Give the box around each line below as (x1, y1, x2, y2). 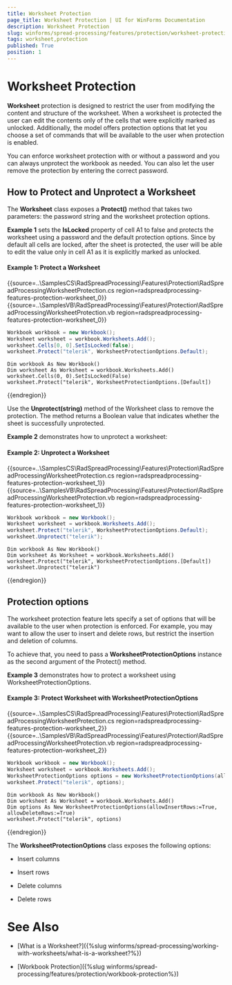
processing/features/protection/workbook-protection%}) (17, 970, 180, 978)
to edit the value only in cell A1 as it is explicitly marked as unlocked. (7, 247, 202, 256)
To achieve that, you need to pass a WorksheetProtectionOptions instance (7, 650, 222, 658)
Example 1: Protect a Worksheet (7, 264, 101, 272)
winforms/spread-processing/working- (108, 942, 220, 950)
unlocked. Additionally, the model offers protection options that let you (7, 123, 208, 132)
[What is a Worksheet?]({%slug (17, 942, 107, 950)
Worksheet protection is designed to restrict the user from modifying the (7, 101, 215, 109)
